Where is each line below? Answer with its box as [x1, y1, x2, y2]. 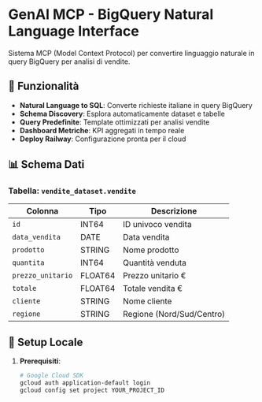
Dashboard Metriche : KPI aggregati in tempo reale [19, 125, 185, 135]
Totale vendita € [123, 283, 183, 294]
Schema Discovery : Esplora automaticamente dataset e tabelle [19, 109, 226, 118]
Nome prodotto [123, 244, 179, 255]
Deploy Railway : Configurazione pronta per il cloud [19, 134, 186, 143]
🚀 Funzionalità [8, 80, 79, 93]
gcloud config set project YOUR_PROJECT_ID [19, 386, 165, 394]
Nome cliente [123, 296, 172, 307]
